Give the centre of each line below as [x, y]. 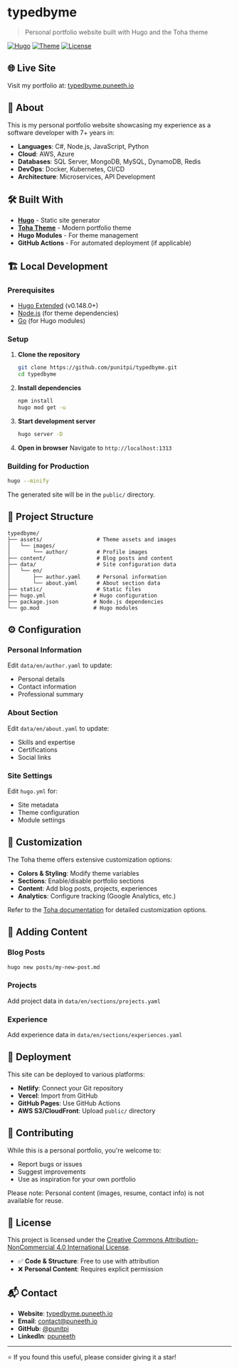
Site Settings [30, 775]
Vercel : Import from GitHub [58, 1096]
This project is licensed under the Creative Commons [85, 1240]
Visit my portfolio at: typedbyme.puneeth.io [71, 85]
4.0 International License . [94, 1247]
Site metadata [38, 805]
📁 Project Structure [51, 517]
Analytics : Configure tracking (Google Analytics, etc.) [97, 896]
